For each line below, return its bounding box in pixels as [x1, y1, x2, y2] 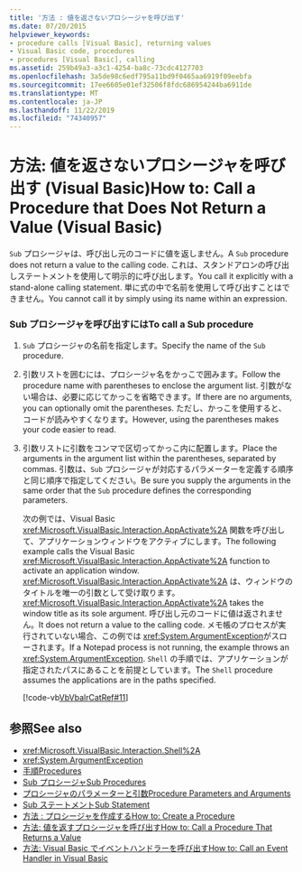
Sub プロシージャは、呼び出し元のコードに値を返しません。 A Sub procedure [9, 248, 289, 259]
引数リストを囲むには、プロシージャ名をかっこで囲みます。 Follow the [22, 369, 281, 380]
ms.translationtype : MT [9, 88, 99, 97]
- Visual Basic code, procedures [9, 47, 135, 56]
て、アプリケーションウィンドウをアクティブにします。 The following [22, 536, 277, 547]
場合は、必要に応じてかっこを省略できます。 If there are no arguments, [30, 392, 293, 403]
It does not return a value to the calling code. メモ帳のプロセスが [38, 619, 279, 630]
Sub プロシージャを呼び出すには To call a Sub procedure [9, 318, 254, 330]
